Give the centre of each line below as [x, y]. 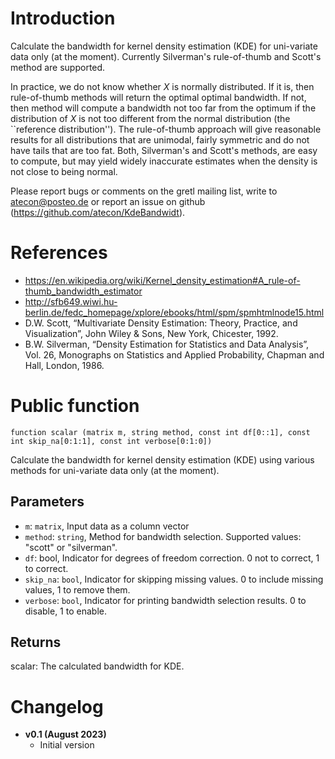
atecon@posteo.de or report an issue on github [108, 201]
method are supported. [58, 67]
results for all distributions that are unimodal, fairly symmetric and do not [160, 139]
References [59, 253]
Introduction [63, 18]
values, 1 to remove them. [77, 589]
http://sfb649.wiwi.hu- [71, 301]
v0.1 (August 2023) [65, 734]
